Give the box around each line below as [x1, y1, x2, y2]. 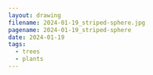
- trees [15, 48, 41, 55]
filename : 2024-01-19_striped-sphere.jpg [8, 19, 146, 27]
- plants [15, 55, 44, 63]
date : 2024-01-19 [8, 33, 65, 41]
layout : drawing [8, 11, 61, 20]
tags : [8, 41, 26, 48]
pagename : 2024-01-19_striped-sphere [8, 26, 132, 34]
